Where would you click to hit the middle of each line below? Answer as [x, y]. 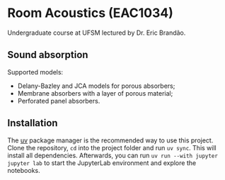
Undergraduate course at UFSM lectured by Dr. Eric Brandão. [97, 33]
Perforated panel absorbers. [59, 101]
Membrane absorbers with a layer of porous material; [95, 93]
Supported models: [35, 72]
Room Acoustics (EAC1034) [90, 13]
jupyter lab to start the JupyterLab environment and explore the [102, 163]
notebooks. [24, 170]
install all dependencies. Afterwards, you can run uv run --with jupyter [112, 155]
